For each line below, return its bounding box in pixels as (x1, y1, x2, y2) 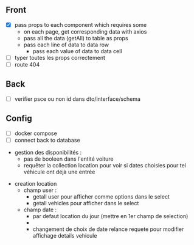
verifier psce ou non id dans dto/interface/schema (14, 95, 141, 103)
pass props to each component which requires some (14, 21, 147, 28)
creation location (14, 180, 57, 187)
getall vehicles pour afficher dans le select (32, 199, 139, 207)
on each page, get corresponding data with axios (23, 27, 147, 35)
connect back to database (14, 136, 80, 144)
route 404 (14, 60, 40, 68)
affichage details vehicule (32, 232, 97, 239)
